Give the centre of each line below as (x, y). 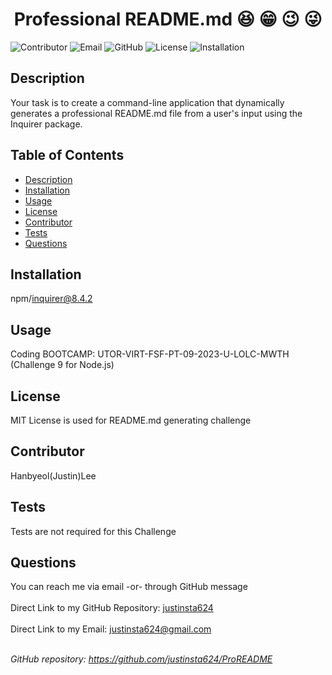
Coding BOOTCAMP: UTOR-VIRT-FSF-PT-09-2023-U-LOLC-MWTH (150, 354)
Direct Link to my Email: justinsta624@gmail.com (111, 629)
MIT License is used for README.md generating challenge (131, 420)
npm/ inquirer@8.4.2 (51, 299)
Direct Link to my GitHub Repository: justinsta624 (112, 608)
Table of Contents (67, 155)
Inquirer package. (46, 124)
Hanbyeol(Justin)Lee (53, 475)
